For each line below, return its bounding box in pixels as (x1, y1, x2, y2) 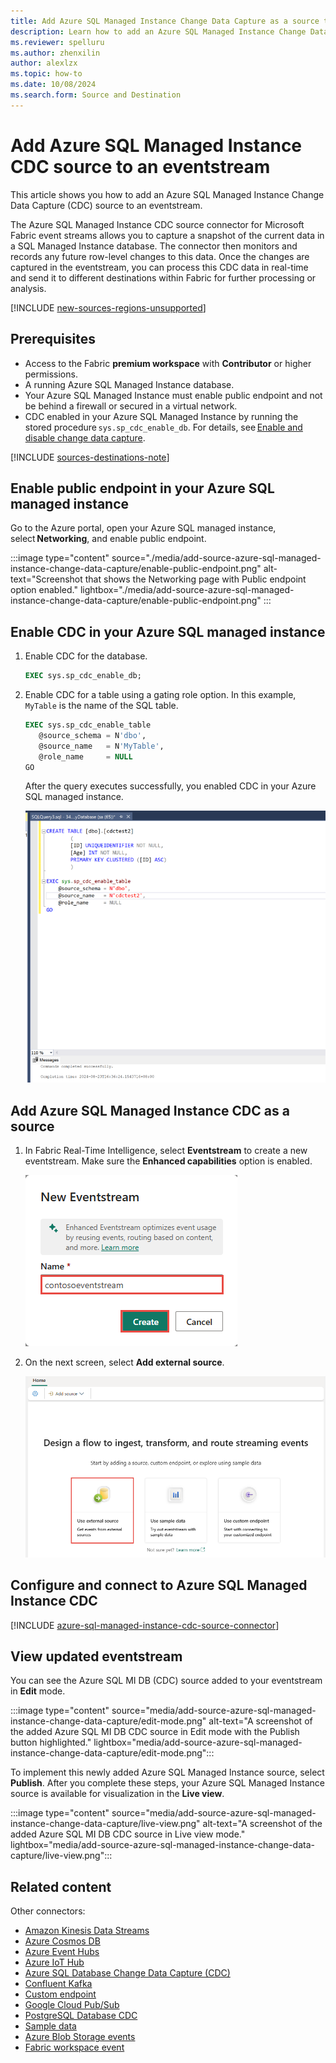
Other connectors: (10, 1905, 86, 1917)
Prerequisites (10, 331, 96, 348)
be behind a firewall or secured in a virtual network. (24, 400, 238, 412)
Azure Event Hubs (24, 1946, 100, 1958)
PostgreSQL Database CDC (24, 2010, 138, 2022)
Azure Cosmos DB (24, 1935, 101, 1947)
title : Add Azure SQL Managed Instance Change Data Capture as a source (10, 16, 320, 26)
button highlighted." (10, 1736, 92, 1749)
